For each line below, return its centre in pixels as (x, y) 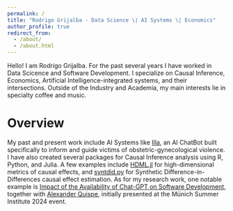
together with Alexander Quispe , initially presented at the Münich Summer (113, 194)
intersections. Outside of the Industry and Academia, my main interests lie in (116, 88)
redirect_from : (29, 33)
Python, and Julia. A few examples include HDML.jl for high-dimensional (111, 164)
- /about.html (34, 46)
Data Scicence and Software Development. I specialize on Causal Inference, (116, 73)
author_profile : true (39, 26)
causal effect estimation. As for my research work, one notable (132, 179)
